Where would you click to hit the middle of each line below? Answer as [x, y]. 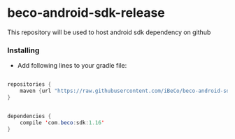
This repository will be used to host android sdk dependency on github [109, 32]
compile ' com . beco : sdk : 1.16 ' [62, 123]
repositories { [29, 85]
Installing [23, 50]
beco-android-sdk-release [86, 13]
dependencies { [29, 116]
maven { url [36, 91]
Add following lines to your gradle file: [72, 66]
